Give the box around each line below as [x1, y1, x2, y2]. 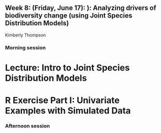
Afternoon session [5, 123, 50, 130]
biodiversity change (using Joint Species [5, 12, 133, 20]
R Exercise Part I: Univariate [5, 95, 120, 106]
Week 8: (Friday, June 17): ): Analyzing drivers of [5, 4, 157, 12]
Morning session [5, 44, 46, 51]
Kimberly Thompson [5, 32, 46, 38]
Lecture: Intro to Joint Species [5, 62, 130, 73]
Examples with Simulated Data [5, 105, 131, 116]
